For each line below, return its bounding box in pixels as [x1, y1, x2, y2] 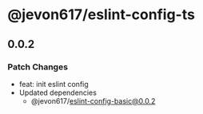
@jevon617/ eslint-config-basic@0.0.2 [30, 96, 156, 105]
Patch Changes [7, 61, 69, 73]
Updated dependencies [18, 88, 98, 97]
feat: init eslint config [18, 79, 89, 88]
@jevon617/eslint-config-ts [7, 6, 195, 24]
